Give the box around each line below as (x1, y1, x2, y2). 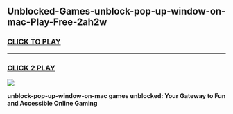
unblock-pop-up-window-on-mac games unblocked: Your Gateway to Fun (7, 91, 226, 99)
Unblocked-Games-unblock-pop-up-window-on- (7, 6, 226, 17)
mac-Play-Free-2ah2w (7, 17, 107, 28)
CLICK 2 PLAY (7, 63, 55, 73)
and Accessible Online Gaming (7, 99, 98, 107)
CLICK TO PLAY (7, 37, 61, 47)
